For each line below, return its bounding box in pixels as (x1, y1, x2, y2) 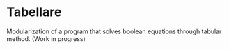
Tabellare (6, 4, 62, 20)
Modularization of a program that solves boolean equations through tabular (6, 27, 222, 35)
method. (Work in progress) (6, 34, 86, 42)
